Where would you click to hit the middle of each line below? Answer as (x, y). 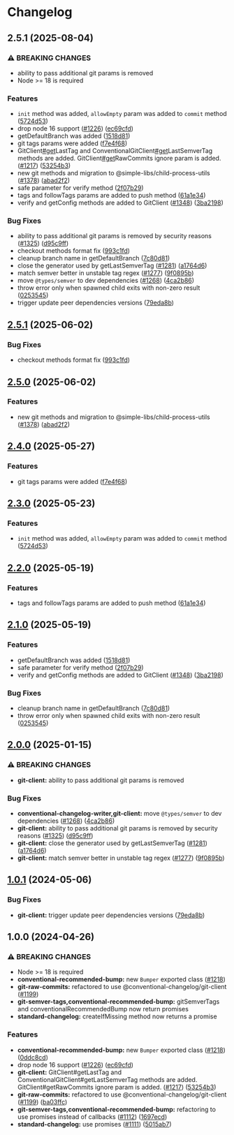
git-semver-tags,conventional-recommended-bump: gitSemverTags (118, 1002)
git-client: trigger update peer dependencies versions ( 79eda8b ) (111, 915)
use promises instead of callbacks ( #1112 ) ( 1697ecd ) (92, 1116)
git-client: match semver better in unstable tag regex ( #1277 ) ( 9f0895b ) (121, 858)
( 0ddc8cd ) (33, 1057)
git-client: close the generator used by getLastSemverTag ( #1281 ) (112, 843)
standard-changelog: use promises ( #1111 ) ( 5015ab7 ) (95, 1124)
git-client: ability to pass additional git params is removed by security (117, 828)
